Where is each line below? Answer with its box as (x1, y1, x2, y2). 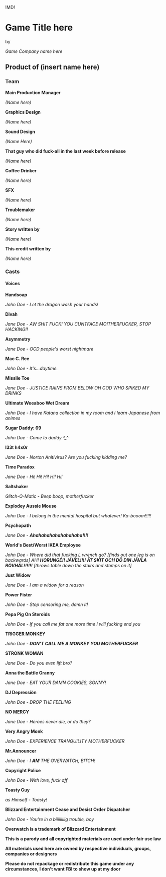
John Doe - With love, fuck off (5, 777, 68, 783)
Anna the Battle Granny (5, 669, 55, 676)
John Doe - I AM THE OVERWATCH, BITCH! (5, 758, 95, 764)
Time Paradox (5, 463, 35, 470)
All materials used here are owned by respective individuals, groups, (5, 845, 151, 851)
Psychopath (5, 522, 31, 528)
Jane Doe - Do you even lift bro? (5, 660, 73, 666)
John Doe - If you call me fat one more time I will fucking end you (5, 621, 140, 627)
